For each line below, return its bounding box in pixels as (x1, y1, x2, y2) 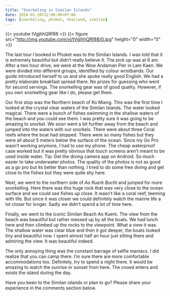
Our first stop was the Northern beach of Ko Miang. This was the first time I (5, 99, 163, 105)
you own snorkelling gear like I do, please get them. (5, 90, 113, 96)
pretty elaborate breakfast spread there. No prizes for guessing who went (5, 78, 160, 85)
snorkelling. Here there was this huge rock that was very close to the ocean (5, 185, 163, 191)
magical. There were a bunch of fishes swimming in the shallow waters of (5, 110, 159, 116)
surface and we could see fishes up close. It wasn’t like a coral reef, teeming (5, 191, 165, 197)
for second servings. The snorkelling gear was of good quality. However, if (5, 84, 161, 90)
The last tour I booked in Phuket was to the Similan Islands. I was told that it (5, 51, 163, 58)
